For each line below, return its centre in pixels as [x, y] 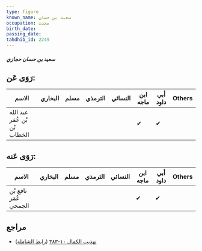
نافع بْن [18, 191]
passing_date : [24, 34]
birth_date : [21, 29]
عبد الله [19, 112]
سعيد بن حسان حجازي [31, 59]
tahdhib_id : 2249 [28, 40]
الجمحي [19, 206]
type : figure [23, 12]
